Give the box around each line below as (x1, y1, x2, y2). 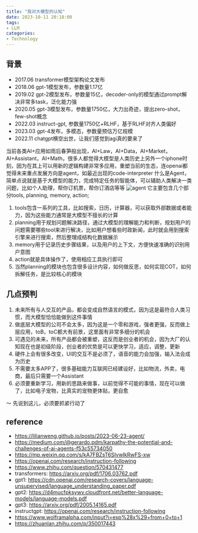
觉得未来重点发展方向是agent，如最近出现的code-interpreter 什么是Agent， (6, 169, 190, 177)
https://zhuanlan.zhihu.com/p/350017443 (14, 520, 116, 527)
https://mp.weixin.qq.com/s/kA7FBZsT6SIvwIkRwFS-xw (14, 451, 151, 458)
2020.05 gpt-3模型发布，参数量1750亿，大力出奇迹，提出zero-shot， (14, 105, 184, 112)
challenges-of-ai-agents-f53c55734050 (14, 445, 113, 452)
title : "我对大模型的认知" (6, 8, 65, 15)
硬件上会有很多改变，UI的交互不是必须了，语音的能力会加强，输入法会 (14, 350, 186, 357)
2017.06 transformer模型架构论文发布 (14, 76, 105, 83)
